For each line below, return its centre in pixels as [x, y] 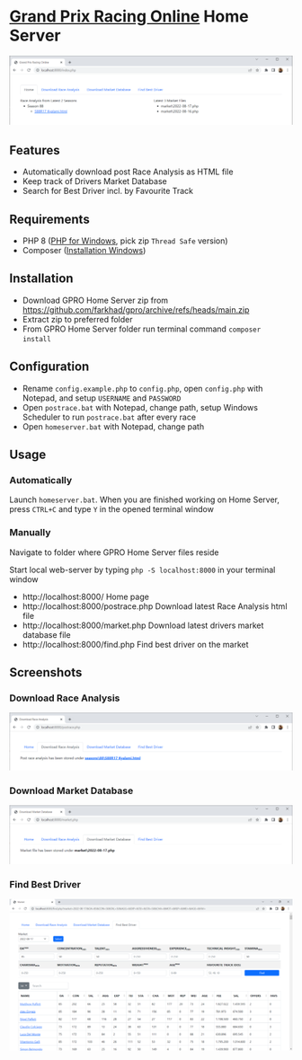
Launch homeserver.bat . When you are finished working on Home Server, [145, 499]
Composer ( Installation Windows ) [84, 251]
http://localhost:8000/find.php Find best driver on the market [135, 644]
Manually [30, 533]
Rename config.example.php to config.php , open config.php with [142, 388]
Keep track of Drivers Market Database [95, 181]
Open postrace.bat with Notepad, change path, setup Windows [140, 407]
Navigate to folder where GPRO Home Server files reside [114, 552]
